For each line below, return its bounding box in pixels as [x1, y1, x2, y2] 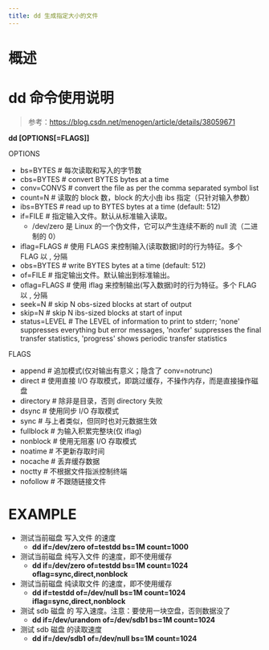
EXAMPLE [8, 505, 77, 524]
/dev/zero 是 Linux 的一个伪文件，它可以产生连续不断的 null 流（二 [31, 221, 251, 230]
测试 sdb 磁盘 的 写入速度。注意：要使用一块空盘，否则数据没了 [19, 606, 231, 615]
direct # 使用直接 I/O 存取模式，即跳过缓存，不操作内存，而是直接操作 [19, 375, 251, 385]
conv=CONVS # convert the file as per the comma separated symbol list [19, 183, 259, 193]
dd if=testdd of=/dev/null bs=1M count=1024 [31, 587, 186, 597]
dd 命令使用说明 [8, 89, 114, 107]
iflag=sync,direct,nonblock [31, 596, 126, 606]
